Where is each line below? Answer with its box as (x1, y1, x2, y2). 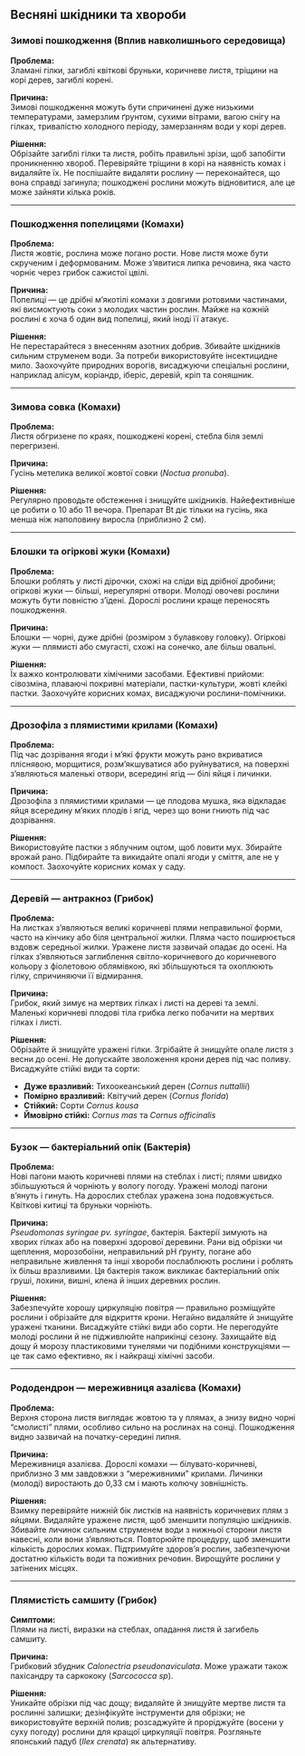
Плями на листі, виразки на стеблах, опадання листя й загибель (10, 1624, 259, 1635)
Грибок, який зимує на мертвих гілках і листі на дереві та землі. (10, 998, 259, 1008)
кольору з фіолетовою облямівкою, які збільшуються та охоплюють (10, 960, 274, 972)
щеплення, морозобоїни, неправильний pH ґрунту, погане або (10, 1246, 252, 1258)
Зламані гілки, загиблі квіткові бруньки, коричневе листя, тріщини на (10, 64, 279, 75)
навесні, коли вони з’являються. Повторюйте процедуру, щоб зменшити (10, 1533, 291, 1544)
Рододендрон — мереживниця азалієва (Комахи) (10, 1382, 242, 1394)
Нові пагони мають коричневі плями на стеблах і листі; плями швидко (10, 1171, 283, 1182)
